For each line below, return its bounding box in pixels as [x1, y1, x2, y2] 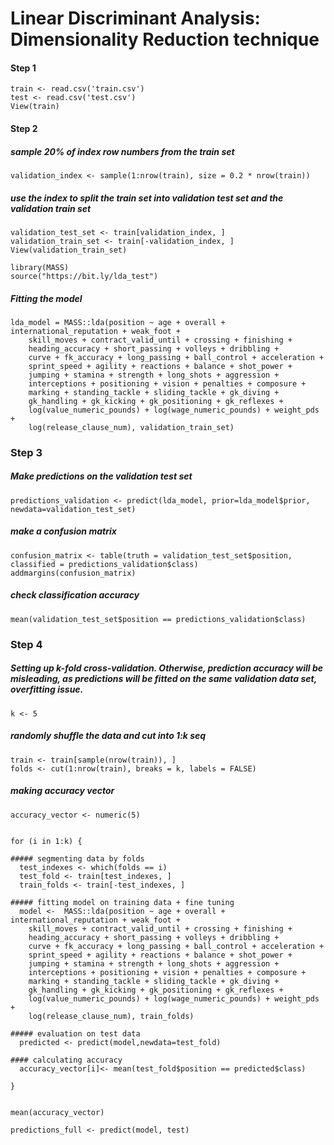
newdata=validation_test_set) [10, 504, 137, 514]
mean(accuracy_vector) [10, 1107, 105, 1117]
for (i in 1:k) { [10, 836, 83, 846]
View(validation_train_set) [10, 245, 128, 255]
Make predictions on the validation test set [10, 470, 193, 482]
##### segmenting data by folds [10, 853, 145, 864]
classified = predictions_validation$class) [10, 559, 199, 569]
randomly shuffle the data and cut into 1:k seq [10, 730, 207, 742]
